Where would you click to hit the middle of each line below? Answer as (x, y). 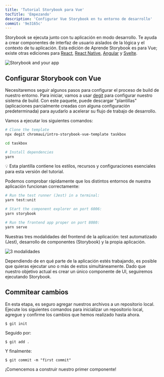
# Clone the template (27, 130)
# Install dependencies (29, 152)
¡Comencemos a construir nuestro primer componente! (61, 369)
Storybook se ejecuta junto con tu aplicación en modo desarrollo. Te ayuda (81, 38)
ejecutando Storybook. (28, 276)
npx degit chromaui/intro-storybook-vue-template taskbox (66, 134)
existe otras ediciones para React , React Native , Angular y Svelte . (71, 53)
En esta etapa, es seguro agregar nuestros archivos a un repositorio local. (80, 304)
